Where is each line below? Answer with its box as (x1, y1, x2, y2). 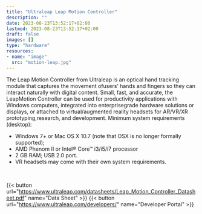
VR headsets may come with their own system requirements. (15, 158, 166, 165)
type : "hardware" (6, 43, 50, 49)
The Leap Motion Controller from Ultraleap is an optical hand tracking (6, 76, 180, 83)
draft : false (6, 31, 39, 37)
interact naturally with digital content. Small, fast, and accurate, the (6, 89, 174, 96)
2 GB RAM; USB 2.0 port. (15, 151, 77, 159)
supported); (15, 139, 45, 146)
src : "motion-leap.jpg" (11, 59, 71, 65)
